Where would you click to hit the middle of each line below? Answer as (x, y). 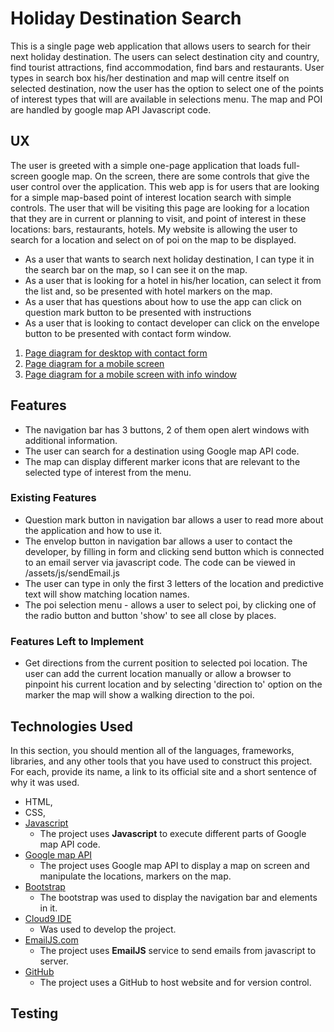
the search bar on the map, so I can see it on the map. (136, 269)
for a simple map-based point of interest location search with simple (151, 197)
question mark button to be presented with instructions (138, 312)
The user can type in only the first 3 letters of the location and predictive (174, 583)
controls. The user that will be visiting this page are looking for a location (160, 208)
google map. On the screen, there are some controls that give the (175, 176)
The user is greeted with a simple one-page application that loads (146, 165)
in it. (48, 908)
